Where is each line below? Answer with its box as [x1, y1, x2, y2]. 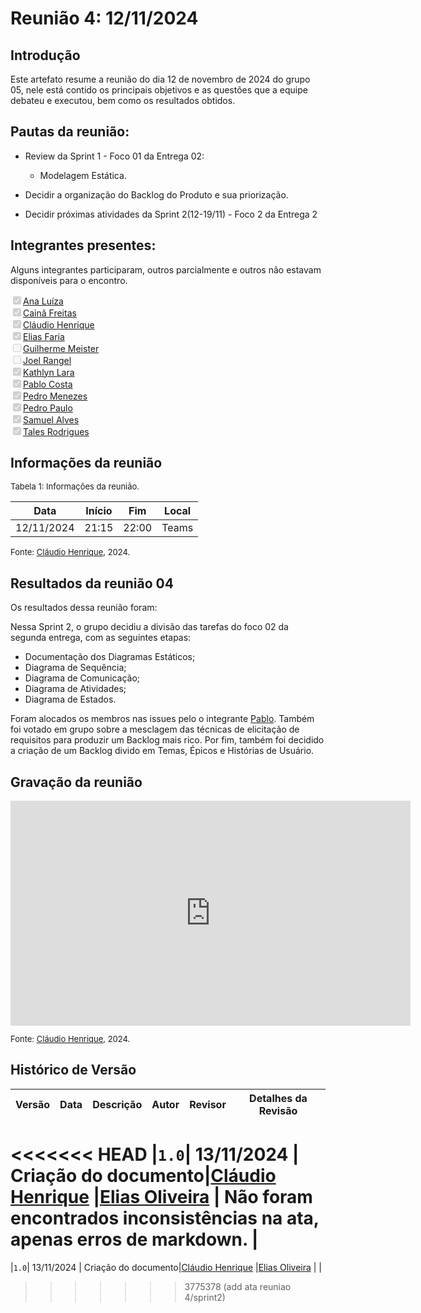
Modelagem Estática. [39, 169, 127, 181]
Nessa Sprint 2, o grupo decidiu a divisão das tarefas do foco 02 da [10, 621, 289, 633]
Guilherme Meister [23, 342, 100, 354]
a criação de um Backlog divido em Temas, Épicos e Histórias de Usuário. [10, 745, 315, 757]
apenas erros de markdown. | [10, 1228, 259, 1251]
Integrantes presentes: [10, 237, 157, 254]
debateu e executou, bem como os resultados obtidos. [10, 95, 236, 106]
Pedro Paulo [23, 402, 73, 414]
